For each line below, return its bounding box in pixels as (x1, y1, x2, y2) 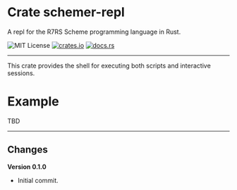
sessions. (7, 68, 35, 77)
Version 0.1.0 (7, 163, 47, 171)
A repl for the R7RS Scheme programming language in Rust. (7, 27, 181, 36)
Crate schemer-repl (7, 4, 125, 20)
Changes (7, 144, 48, 156)
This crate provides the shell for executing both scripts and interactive (7, 61, 212, 70)
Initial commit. (17, 176, 59, 184)
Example (7, 94, 59, 110)
